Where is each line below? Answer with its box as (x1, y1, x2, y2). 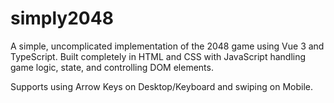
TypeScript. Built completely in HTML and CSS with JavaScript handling (10, 50, 307, 62)
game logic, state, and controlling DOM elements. (10, 61, 214, 73)
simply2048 (10, 7, 114, 30)
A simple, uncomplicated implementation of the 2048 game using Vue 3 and (10, 40, 325, 52)
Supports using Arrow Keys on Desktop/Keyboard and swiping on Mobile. (10, 80, 313, 92)
